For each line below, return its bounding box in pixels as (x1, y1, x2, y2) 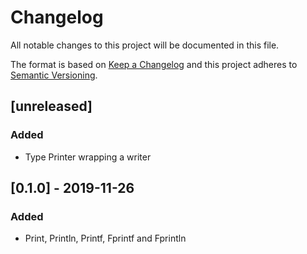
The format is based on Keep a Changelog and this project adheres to (10, 58, 298, 70)
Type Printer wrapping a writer (24, 151, 152, 163)
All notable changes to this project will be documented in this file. (10, 39, 280, 51)
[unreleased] (10, 98, 93, 115)
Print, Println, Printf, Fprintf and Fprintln (24, 232, 187, 245)
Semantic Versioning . (10, 69, 98, 81)
